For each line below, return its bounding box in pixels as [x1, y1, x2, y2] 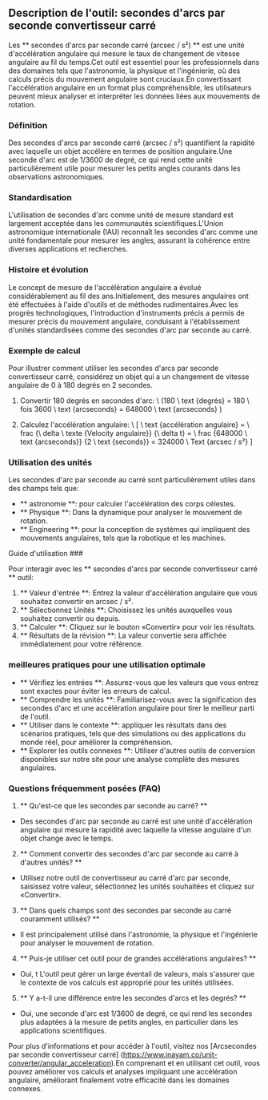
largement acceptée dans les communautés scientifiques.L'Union [8, 219, 224, 228]
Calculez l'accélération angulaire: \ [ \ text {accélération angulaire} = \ [19, 420, 250, 429]
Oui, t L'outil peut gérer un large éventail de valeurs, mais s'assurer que [19, 969, 255, 978]
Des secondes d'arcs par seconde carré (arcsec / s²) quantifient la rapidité [8, 138, 255, 147]
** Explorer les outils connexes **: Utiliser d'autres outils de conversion [19, 745, 256, 755]
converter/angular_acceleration [8, 1058, 112, 1068]
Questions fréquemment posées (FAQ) [8, 783, 162, 794]
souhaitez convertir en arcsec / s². [19, 597, 134, 606]
